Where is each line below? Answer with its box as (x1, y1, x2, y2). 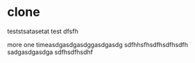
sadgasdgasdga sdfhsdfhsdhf (7, 48, 94, 56)
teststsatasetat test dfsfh (7, 27, 78, 35)
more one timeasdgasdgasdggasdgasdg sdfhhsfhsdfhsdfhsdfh (7, 40, 189, 48)
